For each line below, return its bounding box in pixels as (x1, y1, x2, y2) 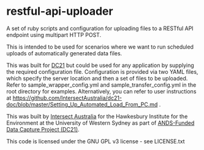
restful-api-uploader (6, 4, 113, 18)
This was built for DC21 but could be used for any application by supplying (6, 61, 194, 69)
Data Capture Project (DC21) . (6, 125, 80, 133)
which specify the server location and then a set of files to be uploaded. (6, 74, 188, 82)
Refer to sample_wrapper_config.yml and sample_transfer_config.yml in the (6, 81, 197, 89)
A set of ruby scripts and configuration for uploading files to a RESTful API (6, 25, 194, 32)
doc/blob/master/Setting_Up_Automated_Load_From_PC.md (6, 100, 158, 108)
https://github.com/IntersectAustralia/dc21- (12, 94, 123, 101)
